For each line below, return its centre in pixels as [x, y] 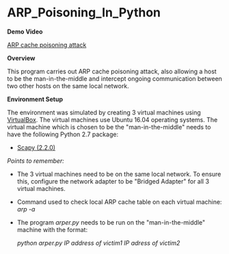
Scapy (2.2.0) [36, 147]
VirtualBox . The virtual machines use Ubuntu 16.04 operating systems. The [112, 119]
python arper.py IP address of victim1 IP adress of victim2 [98, 243]
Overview [21, 58]
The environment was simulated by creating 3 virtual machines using [104, 112]
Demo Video [25, 31]
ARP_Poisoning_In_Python [84, 13]
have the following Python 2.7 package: [63, 134]
